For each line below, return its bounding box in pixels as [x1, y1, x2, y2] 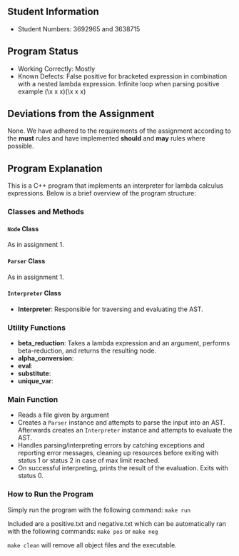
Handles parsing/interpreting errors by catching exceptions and [17, 441, 205, 450]
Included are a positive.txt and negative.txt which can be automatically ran [7, 519, 226, 527]
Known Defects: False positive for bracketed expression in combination [17, 71, 228, 81]
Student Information [7, 6, 100, 18]
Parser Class [7, 256, 46, 265]
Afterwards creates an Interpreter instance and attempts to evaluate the [17, 426, 233, 435]
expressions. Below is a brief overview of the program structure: [7, 189, 196, 198]
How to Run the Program [7, 489, 94, 499]
